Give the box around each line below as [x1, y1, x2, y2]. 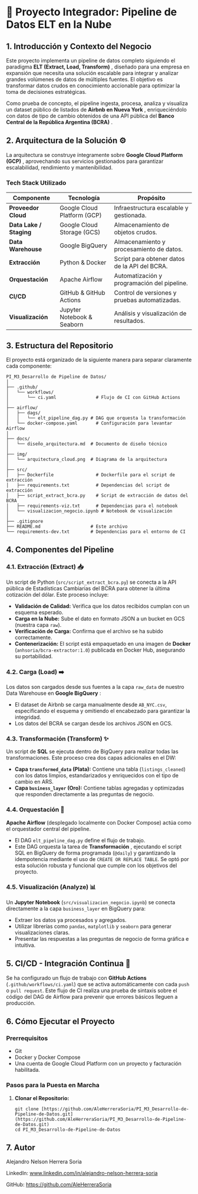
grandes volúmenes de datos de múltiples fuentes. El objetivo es [6, 76, 163, 83]
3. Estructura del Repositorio [6, 341, 114, 351]
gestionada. [114, 211, 147, 220]
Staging [9, 228, 32, 237]
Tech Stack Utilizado [6, 178, 67, 187]
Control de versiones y [114, 289, 177, 297]
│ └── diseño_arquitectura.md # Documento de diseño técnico [6, 441, 167, 447]
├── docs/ [6, 436, 31, 441]
